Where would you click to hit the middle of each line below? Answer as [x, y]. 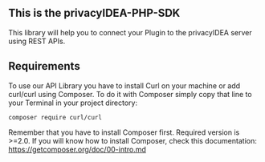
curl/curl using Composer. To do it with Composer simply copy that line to [130, 94]
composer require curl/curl [55, 117]
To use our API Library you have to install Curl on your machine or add [124, 85]
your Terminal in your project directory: [73, 103]
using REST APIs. [37, 41]
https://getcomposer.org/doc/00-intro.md [77, 149]
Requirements [44, 66]
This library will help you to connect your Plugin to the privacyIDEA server [130, 32]
